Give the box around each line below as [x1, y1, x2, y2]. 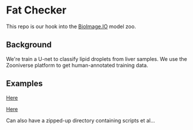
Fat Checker [6, 4, 67, 17]
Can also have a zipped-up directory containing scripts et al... [6, 117, 155, 124]
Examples [6, 78, 43, 88]
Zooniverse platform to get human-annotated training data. [6, 61, 148, 69]
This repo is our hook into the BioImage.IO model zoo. [6, 23, 136, 30]
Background [6, 40, 52, 50]
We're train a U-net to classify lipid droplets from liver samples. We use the [6, 55, 188, 62]
